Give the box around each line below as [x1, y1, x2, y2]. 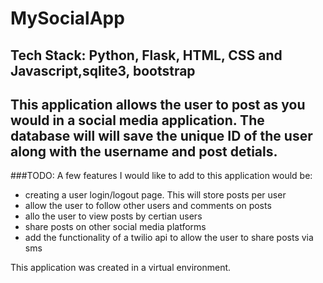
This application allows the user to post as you [10, 96, 306, 113]
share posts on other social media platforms [24, 221, 207, 233]
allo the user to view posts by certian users [24, 210, 203, 222]
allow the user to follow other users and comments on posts [24, 200, 272, 212]
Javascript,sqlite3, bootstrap [10, 62, 196, 79]
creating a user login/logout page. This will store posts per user [24, 189, 287, 201]
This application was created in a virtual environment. [10, 262, 232, 274]
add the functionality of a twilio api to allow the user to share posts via [24, 232, 314, 244]
